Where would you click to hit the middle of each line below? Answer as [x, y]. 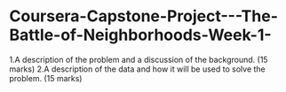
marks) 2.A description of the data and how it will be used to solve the [137, 69]
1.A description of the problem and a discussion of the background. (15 [139, 59]
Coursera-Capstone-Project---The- [143, 16]
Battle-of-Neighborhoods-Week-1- [141, 35]
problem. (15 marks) [46, 78]
